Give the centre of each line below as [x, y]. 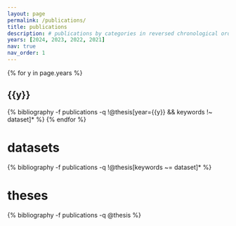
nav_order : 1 [26, 53]
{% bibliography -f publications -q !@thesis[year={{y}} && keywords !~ [110, 112]
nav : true [22, 46]
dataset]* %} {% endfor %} [47, 119]
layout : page [26, 14]
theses [28, 195]
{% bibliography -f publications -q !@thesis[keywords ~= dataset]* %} [110, 167]
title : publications [38, 27]
